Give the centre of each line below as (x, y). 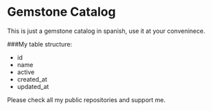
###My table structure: (40, 44)
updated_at (33, 86)
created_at (32, 79)
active (26, 72)
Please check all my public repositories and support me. (86, 99)
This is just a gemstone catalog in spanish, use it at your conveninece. (106, 31)
